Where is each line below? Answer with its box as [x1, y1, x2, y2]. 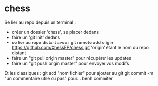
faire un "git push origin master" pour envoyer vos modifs [11, 60, 129, 66]
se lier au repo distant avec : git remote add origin [11, 39, 113, 45]
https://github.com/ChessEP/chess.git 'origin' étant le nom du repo [11, 44, 149, 50]
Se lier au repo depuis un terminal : [4, 19, 76, 25]
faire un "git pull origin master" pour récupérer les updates [11, 55, 132, 61]
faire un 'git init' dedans [11, 34, 60, 40]
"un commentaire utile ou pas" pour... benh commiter [4, 75, 113, 81]
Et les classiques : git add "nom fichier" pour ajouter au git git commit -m [4, 70, 154, 76]
